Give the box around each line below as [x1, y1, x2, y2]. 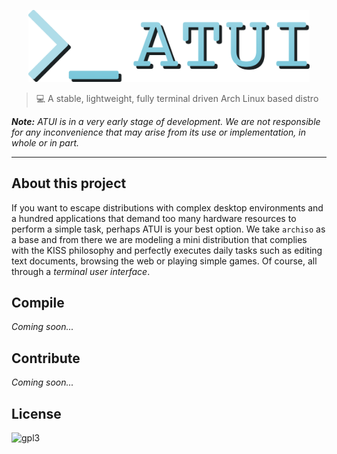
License [11, 405, 62, 422]
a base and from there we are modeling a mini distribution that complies [11, 233, 308, 245]
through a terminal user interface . [11, 265, 151, 277]
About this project [11, 175, 127, 192]
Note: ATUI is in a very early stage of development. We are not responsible [11, 115, 321, 127]
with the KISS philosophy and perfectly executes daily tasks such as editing [11, 244, 323, 256]
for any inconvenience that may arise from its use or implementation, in [11, 126, 306, 138]
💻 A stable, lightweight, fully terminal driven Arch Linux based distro [35, 92, 319, 104]
